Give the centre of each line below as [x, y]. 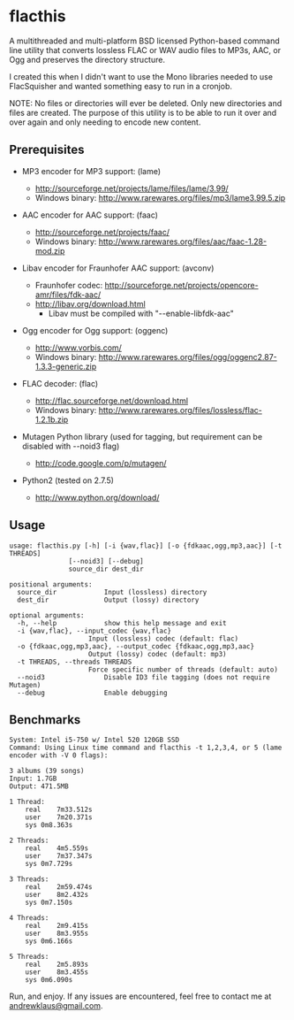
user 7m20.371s [59, 817]
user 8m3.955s [57, 934]
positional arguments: [51, 584]
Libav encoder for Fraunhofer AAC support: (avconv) [118, 268]
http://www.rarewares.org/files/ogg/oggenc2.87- [188, 357]
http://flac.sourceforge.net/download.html [111, 401]
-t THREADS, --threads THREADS [75, 662]
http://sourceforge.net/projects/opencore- [181, 285]
